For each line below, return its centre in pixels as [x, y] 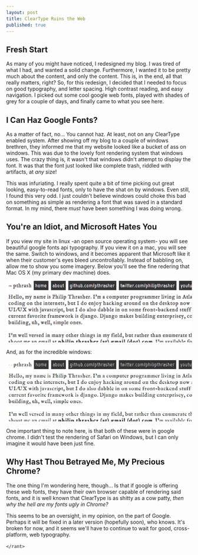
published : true [26, 25]
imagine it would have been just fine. [51, 443]
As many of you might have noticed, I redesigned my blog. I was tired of [93, 64]
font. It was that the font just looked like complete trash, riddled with [89, 166]
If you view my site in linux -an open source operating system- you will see [97, 241]
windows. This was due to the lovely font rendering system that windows [95, 153]
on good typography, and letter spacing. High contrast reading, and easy [95, 89]
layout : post [22, 12]
